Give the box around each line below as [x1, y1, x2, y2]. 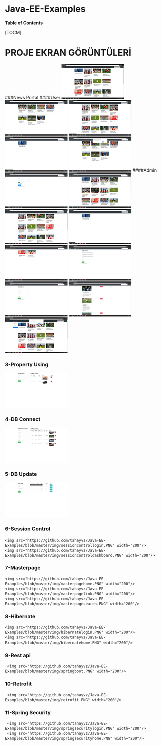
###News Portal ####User [5, 94, 61, 100]
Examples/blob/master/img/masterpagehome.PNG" [5, 581, 104, 586]
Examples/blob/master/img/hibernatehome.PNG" [5, 640, 101, 646]
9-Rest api [5, 652, 31, 659]
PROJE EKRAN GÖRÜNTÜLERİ [5, 47, 131, 58]
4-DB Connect [5, 415, 41, 422]
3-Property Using [5, 361, 49, 368]
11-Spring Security [5, 709, 51, 716]
